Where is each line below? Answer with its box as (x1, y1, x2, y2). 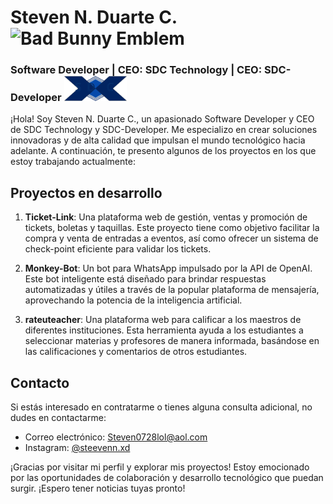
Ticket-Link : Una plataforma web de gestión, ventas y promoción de (24, 211, 308, 223)
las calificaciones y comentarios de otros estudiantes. (24, 346, 248, 358)
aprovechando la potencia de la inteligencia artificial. (24, 294, 243, 306)
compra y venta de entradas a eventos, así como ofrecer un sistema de (24, 232, 319, 245)
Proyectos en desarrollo (10, 184, 163, 201)
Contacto (10, 374, 70, 391)
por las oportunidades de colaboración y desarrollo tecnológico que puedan (10, 471, 324, 483)
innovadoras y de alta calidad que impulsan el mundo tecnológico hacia (10, 134, 306, 146)
